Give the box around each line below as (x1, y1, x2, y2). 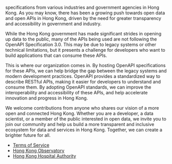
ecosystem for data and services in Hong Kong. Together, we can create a (5, 127, 163, 133)
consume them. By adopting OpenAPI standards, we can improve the (5, 84, 151, 90)
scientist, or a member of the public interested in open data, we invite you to (5, 116, 167, 122)
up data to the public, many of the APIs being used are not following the (5, 36, 157, 42)
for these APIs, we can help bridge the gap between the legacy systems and (5, 68, 167, 74)
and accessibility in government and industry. (5, 20, 102, 27)
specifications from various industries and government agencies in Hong (5, 5, 160, 10)
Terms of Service (12, 142, 50, 148)
